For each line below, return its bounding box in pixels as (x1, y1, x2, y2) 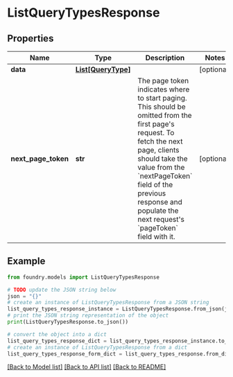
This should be (137, 102, 186, 112)
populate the (137, 206, 179, 216)
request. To (137, 128, 175, 137)
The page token (137, 76, 189, 85)
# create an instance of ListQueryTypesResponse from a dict (7, 344, 188, 351)
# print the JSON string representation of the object (7, 312, 169, 319)
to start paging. (137, 94, 187, 103)
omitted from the (137, 111, 192, 120)
